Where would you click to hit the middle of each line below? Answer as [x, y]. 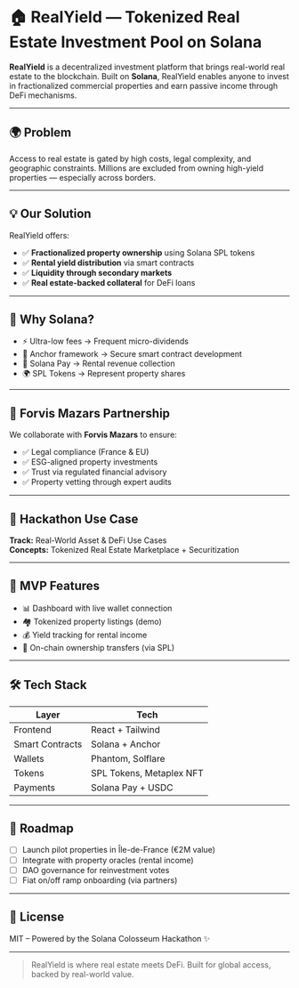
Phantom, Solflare [128, 758]
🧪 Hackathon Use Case [74, 518]
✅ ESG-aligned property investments [90, 462]
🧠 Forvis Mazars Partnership [90, 413]
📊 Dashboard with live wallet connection [97, 608]
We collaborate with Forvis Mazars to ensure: [93, 435]
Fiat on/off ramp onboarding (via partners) [100, 880]
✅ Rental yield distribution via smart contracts [108, 263]
